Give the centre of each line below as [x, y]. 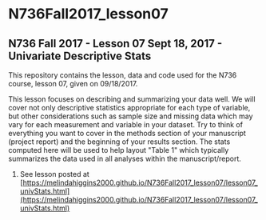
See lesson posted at [54, 174]
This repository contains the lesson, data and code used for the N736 [123, 75]
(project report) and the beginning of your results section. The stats [119, 142]
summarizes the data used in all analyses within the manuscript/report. [125, 158]
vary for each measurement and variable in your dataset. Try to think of [126, 124]
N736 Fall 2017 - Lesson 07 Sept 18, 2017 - [115, 44]
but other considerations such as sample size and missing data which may [131, 116]
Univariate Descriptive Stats [80, 56]
